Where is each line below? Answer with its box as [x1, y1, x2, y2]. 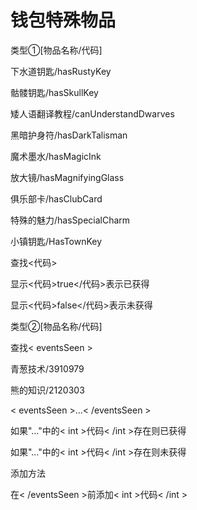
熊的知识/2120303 [10, 384, 85, 396]
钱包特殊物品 [10, 9, 117, 32]
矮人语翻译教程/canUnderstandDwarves [10, 107, 175, 120]
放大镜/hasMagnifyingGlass [10, 171, 125, 183]
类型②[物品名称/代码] [10, 320, 103, 332]
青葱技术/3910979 [10, 362, 85, 375]
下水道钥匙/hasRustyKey [10, 65, 112, 77]
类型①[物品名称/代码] [10, 44, 103, 56]
